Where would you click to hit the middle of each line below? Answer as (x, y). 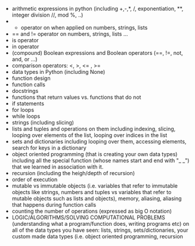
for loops (23, 110)
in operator (25, 46)
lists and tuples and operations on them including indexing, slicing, (94, 129)
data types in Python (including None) (58, 72)
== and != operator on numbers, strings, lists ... (70, 34)
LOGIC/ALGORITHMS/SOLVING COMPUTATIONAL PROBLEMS (88, 217)
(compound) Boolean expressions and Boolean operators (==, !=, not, (97, 53)
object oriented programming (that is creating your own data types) (95, 154)
